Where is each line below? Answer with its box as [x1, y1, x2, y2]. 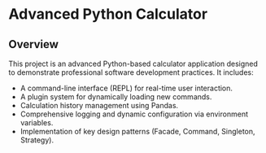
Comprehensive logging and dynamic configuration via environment [20, 109, 248, 119]
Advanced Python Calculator [8, 5, 208, 24]
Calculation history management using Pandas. [20, 101, 179, 110]
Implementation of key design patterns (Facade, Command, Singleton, [20, 127, 255, 136]
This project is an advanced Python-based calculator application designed [8, 59, 259, 68]
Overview [8, 37, 59, 51]
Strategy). [20, 135, 55, 145]
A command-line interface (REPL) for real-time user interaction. [20, 83, 233, 93]
